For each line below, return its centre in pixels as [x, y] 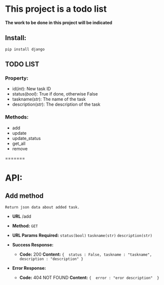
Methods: [17, 117]
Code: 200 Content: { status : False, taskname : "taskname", [86, 254]
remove [20, 148]
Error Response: [29, 268]
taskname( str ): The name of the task [49, 99]
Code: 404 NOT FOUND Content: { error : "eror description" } [89, 277]
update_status [26, 138]
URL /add [22, 216]
